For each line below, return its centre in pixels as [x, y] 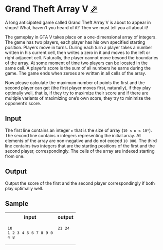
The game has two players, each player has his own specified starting [75, 42]
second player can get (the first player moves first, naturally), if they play [78, 88]
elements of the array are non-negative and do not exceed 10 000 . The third [81, 141]
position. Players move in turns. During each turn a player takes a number [79, 47]
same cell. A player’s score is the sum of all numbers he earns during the [78, 68]
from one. [15, 156]
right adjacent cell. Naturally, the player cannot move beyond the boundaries [82, 57]
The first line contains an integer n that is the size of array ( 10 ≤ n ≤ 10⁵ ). [79, 130]
